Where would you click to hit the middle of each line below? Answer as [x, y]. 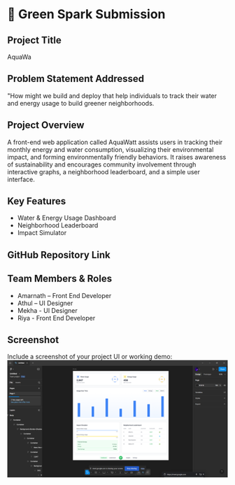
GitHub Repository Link [59, 255]
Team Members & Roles [60, 279]
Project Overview [46, 125]
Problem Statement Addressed [76, 79]
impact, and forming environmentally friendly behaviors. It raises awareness [117, 157]
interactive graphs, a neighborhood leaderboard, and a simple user [104, 171]
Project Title [34, 40]
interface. [21, 179]
